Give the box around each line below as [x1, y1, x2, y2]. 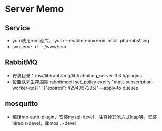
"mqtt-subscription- [111, 79, 154, 85]
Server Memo [5, 3, 64, 15]
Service [5, 24, 30, 32]
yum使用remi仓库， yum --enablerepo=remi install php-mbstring [12, 38, 149, 43]
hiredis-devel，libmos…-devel [12, 120, 76, 126]
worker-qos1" [12, 84, 42, 91]
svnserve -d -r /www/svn [12, 43, 66, 49]
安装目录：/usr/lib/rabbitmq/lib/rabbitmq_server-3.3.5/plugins [12, 72, 142, 78]
